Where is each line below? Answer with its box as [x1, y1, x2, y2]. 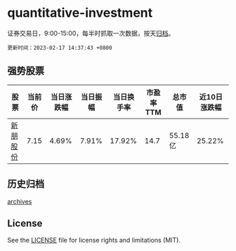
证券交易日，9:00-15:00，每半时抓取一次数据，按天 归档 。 [7, 29, 175, 37]
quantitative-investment [7, 5, 153, 21]
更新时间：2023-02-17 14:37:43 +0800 [7, 44, 112, 51]
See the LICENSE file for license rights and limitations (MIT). [7, 236, 181, 245]
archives [7, 197, 32, 205]
